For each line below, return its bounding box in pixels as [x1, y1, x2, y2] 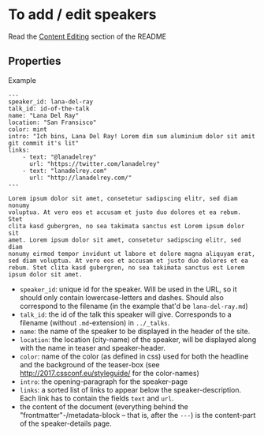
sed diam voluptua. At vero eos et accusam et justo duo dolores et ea [8, 257, 248, 265]
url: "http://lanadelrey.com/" [28, 174, 132, 182]
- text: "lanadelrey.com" [22, 167, 108, 175]
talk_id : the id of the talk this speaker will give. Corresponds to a [19, 310, 232, 319]
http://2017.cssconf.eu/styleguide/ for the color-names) [19, 368, 199, 378]
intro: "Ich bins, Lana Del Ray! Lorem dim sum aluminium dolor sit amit [8, 132, 256, 140]
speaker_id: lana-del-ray [8, 97, 93, 106]
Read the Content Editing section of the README [8, 32, 167, 41]
